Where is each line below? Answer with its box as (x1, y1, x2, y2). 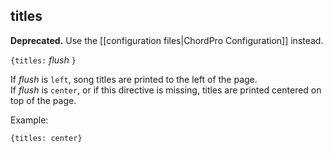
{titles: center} (10, 133, 83, 143)
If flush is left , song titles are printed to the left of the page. (10, 73, 258, 85)
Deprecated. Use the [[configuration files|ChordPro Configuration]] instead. (10, 34, 324, 46)
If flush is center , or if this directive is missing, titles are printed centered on (10, 84, 322, 96)
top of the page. (10, 94, 77, 106)
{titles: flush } (10, 54, 77, 66)
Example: (10, 114, 49, 126)
